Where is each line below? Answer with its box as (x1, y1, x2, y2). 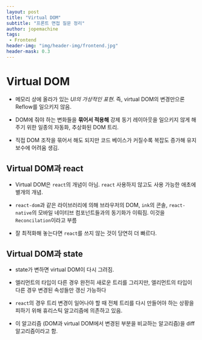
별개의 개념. (15, 188, 44, 195)
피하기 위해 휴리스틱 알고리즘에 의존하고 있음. (15, 307, 123, 314)
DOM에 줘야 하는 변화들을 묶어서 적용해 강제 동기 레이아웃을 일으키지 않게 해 (15, 116, 197, 123)
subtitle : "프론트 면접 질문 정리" (6, 20, 85, 26)
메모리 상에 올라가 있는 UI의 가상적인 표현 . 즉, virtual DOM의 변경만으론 (15, 95, 185, 103)
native (15, 210, 32, 216)
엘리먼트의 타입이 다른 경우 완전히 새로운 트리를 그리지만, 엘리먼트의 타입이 (15, 279, 193, 286)
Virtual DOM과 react (6, 163, 84, 174)
